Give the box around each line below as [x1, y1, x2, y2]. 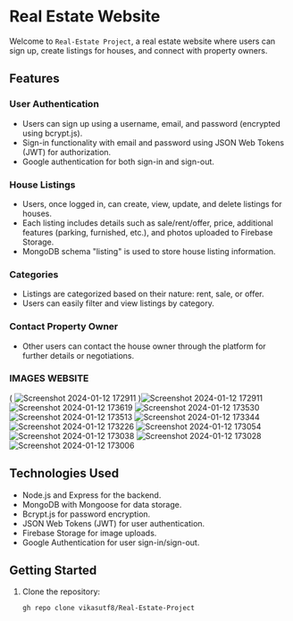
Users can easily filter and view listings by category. [21, 298, 214, 309]
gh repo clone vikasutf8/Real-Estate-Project [21, 604, 195, 613]
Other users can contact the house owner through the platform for [21, 341, 266, 352]
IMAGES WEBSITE [9, 372, 89, 385]
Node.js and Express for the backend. [21, 489, 162, 501]
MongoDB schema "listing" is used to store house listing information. [21, 245, 276, 256]
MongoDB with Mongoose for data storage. [21, 499, 182, 509]
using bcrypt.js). [21, 128, 83, 138]
